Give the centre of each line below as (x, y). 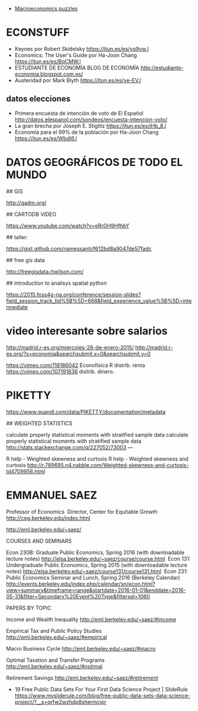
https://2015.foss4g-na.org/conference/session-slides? (74, 294)
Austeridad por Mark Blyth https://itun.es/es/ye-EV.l (78, 80)
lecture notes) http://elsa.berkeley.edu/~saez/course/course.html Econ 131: (98, 558)
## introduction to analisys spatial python (56, 283)
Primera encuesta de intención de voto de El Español (79, 113)
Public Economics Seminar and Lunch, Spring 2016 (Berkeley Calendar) (93, 577)
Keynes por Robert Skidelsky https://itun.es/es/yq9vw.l (82, 49)
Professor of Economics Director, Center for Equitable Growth (82, 511)
